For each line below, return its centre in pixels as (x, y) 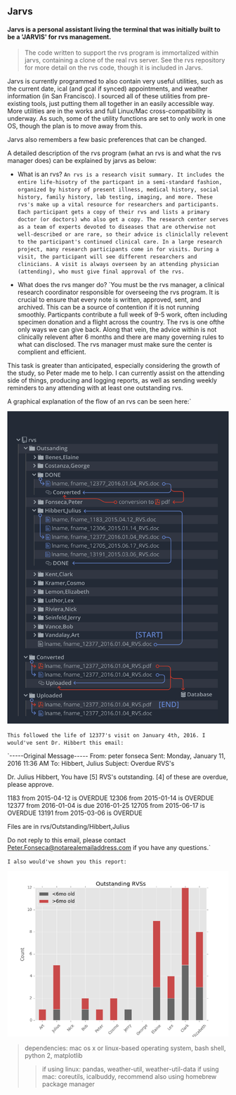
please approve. (31, 785)
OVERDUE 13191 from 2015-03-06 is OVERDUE (75, 813)
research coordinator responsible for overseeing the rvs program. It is (118, 292)
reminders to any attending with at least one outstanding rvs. (96, 387)
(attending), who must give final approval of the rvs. (101, 272)
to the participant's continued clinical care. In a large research (120, 241)
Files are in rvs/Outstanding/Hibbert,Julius (68, 827)
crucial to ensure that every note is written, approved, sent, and (109, 299)
